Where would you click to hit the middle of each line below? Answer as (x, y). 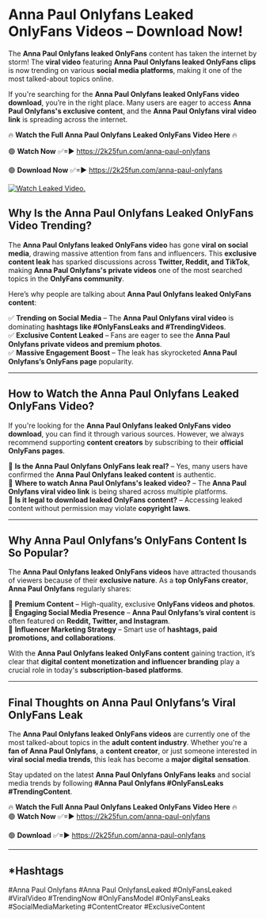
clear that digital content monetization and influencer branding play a (124, 662)
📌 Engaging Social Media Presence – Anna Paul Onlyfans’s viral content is (132, 613)
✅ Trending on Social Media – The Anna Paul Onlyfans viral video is (121, 317)
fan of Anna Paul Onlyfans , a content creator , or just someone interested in (133, 751)
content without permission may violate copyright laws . (99, 508)
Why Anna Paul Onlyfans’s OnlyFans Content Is (127, 540)
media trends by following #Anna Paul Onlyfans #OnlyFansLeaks (116, 783)
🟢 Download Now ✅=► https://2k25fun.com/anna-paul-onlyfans (116, 170)
